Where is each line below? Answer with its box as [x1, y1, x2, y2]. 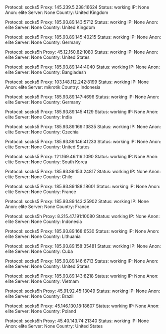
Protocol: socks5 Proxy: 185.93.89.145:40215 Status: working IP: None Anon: [5, 34, 162, 40]
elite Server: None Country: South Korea [5, 159, 88, 165]
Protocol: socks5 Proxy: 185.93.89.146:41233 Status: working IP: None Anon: [5, 139, 162, 144]
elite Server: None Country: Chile [5, 174, 73, 180]
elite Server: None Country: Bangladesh [5, 69, 87, 75]
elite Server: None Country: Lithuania [5, 233, 81, 239]
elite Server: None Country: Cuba [5, 248, 73, 254]
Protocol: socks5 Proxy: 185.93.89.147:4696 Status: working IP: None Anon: [5, 94, 160, 100]
